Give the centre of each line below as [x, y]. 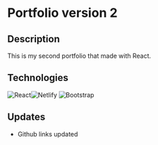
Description [34, 39]
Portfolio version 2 [62, 13]
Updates [26, 117]
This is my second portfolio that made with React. [79, 56]
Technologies [38, 78]
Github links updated [48, 134]
